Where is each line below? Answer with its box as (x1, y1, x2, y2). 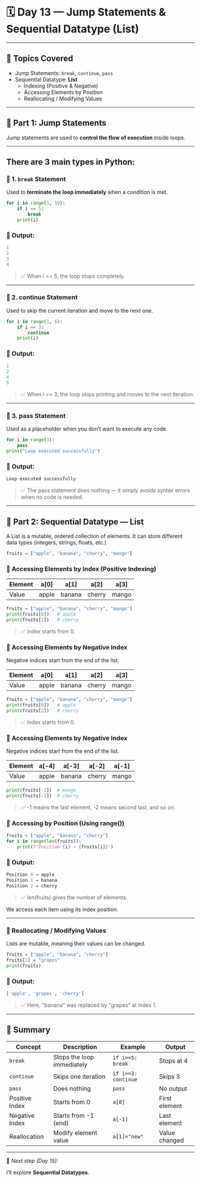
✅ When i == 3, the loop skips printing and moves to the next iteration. (20, 391, 194, 398)
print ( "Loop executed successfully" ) (6, 448, 100, 454)
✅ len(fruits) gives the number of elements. (20, 893, 128, 901)
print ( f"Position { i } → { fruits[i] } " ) (17, 843, 114, 850)
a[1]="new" (112, 1133, 144, 1140)
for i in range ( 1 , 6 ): (6, 318, 63, 325)
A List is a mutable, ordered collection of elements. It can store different (6, 532, 183, 540)
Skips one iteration (53, 1072, 106, 1081)
